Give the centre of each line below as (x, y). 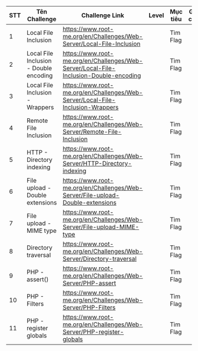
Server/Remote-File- (92, 131)
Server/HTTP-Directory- (97, 163)
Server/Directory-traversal (100, 259)
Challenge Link (103, 15)
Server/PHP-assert (89, 283)
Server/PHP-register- (93, 332)
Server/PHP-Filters (89, 308)
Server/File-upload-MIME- (101, 227)
